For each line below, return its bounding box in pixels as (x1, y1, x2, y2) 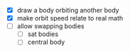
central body (27, 38, 65, 47)
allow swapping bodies (16, 22, 85, 30)
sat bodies (27, 30, 58, 38)
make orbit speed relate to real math (16, 14, 124, 23)
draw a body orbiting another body (16, 6, 119, 14)
